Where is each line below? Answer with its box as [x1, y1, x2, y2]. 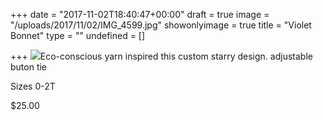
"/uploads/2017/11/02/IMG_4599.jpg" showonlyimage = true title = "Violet [10, 19, 312, 31]
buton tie [10, 61, 48, 73]
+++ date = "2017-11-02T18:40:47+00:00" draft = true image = [10, 9, 270, 20]
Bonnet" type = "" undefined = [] [10, 30, 146, 41]
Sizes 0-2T [10, 80, 56, 92]
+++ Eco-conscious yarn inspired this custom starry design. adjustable [10, 50, 313, 62]
